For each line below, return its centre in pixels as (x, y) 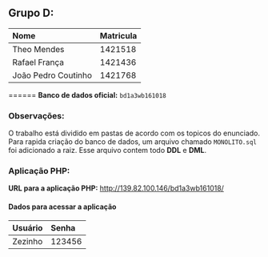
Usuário (28, 227)
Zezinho (28, 241)
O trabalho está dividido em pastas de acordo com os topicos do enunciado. (134, 133)
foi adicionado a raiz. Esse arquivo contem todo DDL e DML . (108, 151)
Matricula (118, 35)
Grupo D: (31, 13)
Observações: (36, 115)
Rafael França (38, 62)
